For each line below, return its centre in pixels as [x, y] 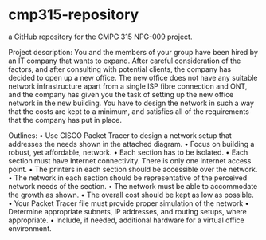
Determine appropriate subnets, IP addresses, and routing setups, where [127, 211]
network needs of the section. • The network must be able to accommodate [133, 186]
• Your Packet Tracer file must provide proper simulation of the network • [129, 203]
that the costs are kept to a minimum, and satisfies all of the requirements [129, 111]
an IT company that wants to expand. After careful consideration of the [125, 61]
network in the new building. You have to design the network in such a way [131, 103]
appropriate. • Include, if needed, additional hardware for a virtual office [127, 220]
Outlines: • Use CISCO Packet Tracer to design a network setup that [120, 135]
